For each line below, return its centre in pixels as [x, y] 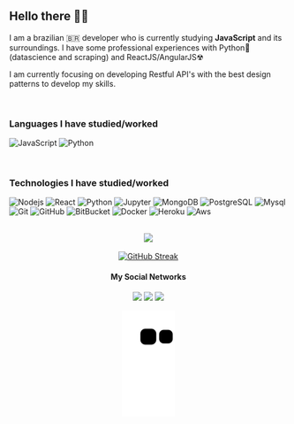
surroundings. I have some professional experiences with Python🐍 [130, 47]
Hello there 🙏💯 [49, 16]
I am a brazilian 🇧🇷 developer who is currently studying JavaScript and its [146, 37]
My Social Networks [148, 277]
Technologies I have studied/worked [89, 183]
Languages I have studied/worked [84, 123]
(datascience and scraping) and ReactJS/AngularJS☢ [107, 57]
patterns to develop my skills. [63, 83]
